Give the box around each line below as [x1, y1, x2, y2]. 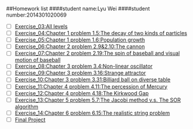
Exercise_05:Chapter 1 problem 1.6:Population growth [14, 36, 145, 43]
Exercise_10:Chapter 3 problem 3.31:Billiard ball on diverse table [14, 76, 171, 83]
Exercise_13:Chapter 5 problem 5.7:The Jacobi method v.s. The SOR [14, 96, 181, 103]
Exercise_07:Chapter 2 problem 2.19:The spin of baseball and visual [14, 50, 180, 57]
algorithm [14, 103, 39, 110]
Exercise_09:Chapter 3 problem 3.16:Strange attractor [14, 70, 147, 77]
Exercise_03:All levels [14, 23, 68, 30]
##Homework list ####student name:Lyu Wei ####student [6, 5, 150, 12]
